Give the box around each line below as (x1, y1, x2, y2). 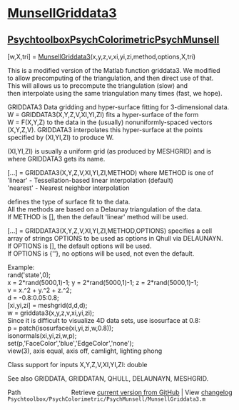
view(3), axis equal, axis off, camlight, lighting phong (7, 346, 163, 355)
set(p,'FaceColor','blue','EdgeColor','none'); (7, 339, 134, 347)
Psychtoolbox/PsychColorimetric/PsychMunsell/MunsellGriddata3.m (7, 396, 205, 403)
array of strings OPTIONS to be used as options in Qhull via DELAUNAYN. (7, 234, 223, 242)
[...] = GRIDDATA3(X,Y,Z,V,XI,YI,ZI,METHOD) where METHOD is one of (7, 169, 214, 176)
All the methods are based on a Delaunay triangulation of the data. (7, 205, 203, 214)
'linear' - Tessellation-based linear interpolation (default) (7, 176, 173, 184)
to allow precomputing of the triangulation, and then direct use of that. (7, 74, 214, 82)
